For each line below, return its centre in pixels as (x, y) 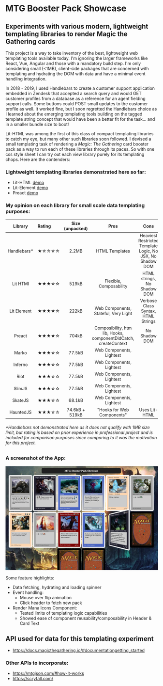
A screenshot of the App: (36, 458)
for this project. (21, 443)
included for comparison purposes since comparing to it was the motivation (81, 437)
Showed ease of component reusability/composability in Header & (86, 618)
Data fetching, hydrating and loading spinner (57, 588)
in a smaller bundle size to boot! (37, 124)
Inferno (21, 365)
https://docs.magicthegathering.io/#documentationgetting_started (78, 651)
